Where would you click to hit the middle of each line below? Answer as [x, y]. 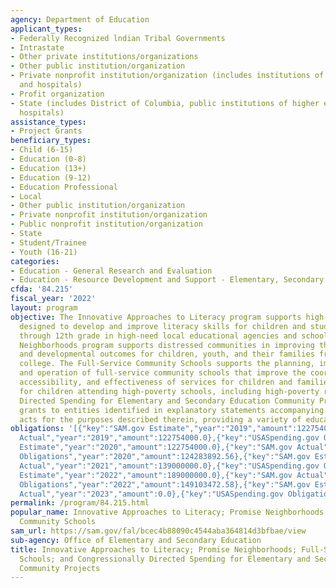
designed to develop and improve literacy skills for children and [163, 326]
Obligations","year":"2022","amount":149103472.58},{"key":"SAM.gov [165, 484]
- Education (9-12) [51, 177]
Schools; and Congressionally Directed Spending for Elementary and [165, 559]
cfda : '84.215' [42, 289]
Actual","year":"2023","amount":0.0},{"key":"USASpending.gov [151, 494]
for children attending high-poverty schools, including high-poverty [169, 391]
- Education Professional [64, 187]
